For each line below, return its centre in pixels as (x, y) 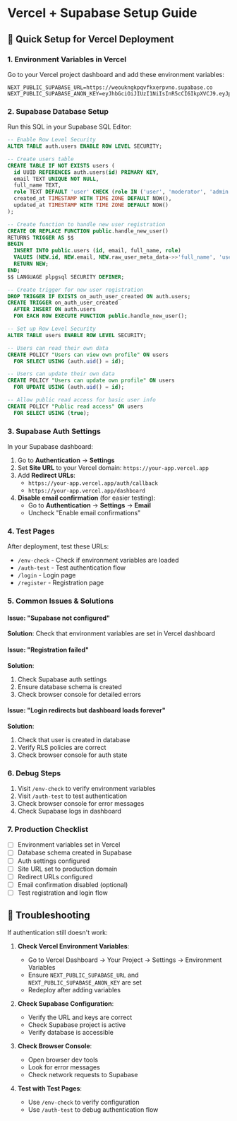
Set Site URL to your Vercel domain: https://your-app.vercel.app (113, 467)
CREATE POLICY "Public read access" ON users (75, 406)
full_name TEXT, (37, 185)
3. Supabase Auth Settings (54, 431)
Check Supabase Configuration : (66, 1003)
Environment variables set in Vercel (69, 845)
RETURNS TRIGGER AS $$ (41, 237)
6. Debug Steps (34, 773)
